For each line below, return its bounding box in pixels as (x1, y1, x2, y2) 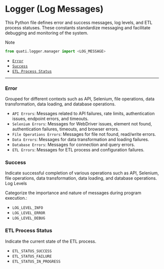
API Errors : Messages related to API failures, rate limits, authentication (12, 111, 155, 117)
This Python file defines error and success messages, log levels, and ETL (5, 20, 153, 25)
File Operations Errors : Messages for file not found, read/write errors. (12, 131, 156, 137)
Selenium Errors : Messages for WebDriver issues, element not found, (12, 121, 152, 127)
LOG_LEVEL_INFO (12, 206, 43, 210)
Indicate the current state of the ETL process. (5, 238, 97, 244)
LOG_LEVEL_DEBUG (12, 216, 45, 221)
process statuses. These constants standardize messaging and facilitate (5, 24, 150, 30)
